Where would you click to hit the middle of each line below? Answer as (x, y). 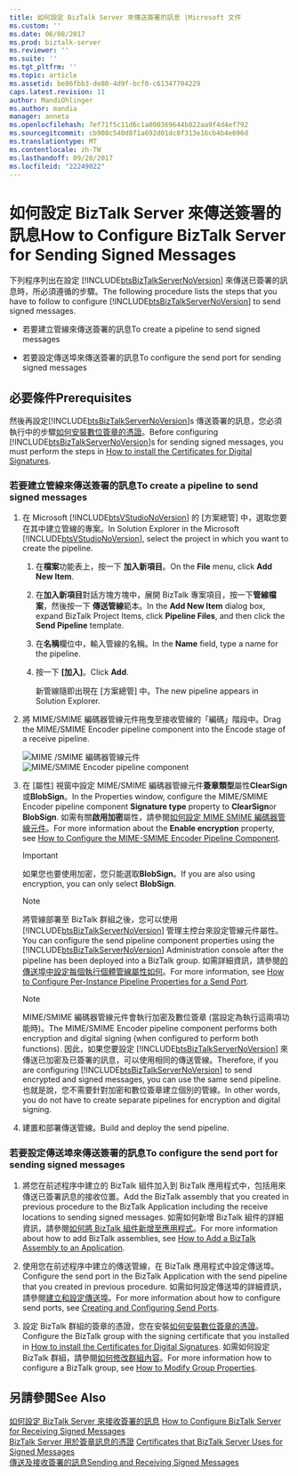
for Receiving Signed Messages (68, 1431)
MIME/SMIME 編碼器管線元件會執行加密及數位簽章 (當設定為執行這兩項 (152, 1017)
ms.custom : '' (36, 26)
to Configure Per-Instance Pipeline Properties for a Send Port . (135, 982)
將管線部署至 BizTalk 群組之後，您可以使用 (100, 919)
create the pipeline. (57, 549)
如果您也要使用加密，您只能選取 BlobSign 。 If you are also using (138, 874)
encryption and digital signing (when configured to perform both (140, 1039)
